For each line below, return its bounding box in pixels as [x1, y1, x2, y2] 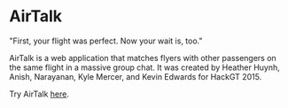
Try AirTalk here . [9, 89, 69, 99]
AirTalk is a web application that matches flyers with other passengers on [9, 52, 276, 63]
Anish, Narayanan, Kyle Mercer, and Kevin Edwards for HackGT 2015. [9, 71, 262, 81]
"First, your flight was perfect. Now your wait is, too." [9, 35, 203, 46]
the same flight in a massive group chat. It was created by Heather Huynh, [9, 62, 281, 73]
